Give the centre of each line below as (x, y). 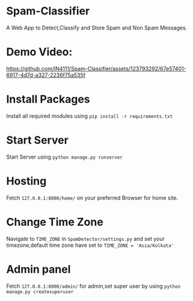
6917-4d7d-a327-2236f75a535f (46, 75)
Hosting (26, 181)
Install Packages (48, 99)
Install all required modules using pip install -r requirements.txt (90, 116)
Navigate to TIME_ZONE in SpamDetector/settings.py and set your (86, 239)
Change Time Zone (55, 222)
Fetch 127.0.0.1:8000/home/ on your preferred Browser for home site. (92, 198)
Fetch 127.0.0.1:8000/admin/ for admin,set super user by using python (93, 286)
